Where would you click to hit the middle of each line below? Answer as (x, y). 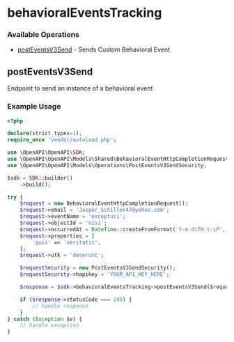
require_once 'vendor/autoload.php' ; (62, 140)
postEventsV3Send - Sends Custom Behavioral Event (94, 49)
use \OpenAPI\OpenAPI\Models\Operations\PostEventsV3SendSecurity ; (107, 165)
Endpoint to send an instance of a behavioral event (80, 88)
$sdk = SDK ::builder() (40, 178)
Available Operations (44, 35)
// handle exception (49, 325)
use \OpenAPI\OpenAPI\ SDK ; (46, 153)
